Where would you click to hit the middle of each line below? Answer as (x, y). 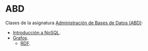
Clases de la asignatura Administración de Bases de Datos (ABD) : (74, 23)
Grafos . (20, 38)
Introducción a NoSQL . (37, 32)
